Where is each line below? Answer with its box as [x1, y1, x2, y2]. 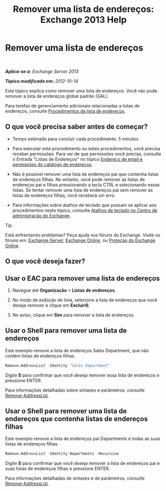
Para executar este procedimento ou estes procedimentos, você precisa [12, 145, 161, 151]
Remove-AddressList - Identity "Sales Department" [5, 363, 110, 368]
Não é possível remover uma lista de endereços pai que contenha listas [12, 171, 159, 177]
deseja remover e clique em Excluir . [12, 302, 90, 308]
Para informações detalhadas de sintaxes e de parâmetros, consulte [5, 476, 145, 482]
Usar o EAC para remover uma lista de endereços [5, 274, 160, 283]
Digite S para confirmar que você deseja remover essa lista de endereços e [5, 372, 160, 378]
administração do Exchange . [12, 212, 71, 218]
